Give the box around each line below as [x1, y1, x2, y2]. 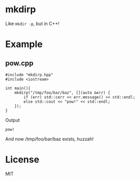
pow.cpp [5, 59, 34, 67]
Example [5, 38, 43, 50]
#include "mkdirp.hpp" [5, 72, 53, 77]
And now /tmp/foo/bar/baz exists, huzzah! [5, 135, 94, 142]
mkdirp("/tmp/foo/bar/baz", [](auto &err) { [14, 90, 110, 95]
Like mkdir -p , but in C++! [5, 20, 60, 27]
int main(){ [5, 85, 31, 90]
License [5, 154, 40, 166]
